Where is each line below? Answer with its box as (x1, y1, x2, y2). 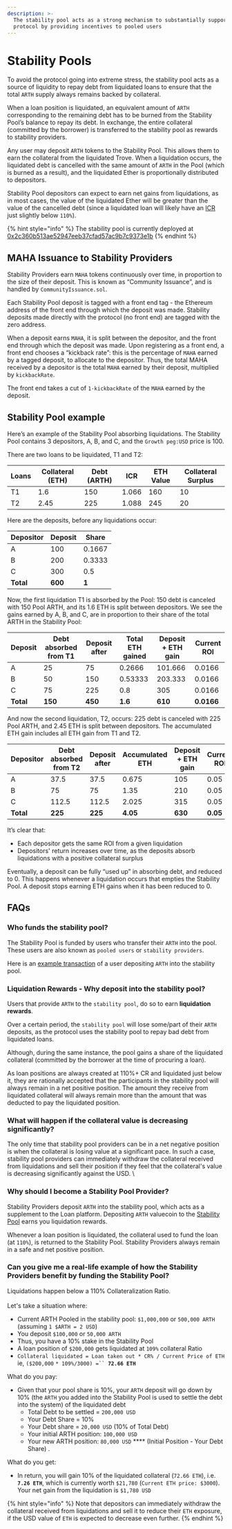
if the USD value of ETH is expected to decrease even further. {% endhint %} (7, 1514, 224, 1522)
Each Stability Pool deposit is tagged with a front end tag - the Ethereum (7, 299, 213, 307)
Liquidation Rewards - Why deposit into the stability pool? (7, 984, 206, 993)
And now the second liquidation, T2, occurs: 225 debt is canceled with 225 (7, 714, 221, 722)
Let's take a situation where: (7, 1301, 88, 1310)
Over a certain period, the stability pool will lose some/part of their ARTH (7, 1020, 217, 1029)
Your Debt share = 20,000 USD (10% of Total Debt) (27, 1422, 169, 1431)
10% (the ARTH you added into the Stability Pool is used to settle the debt (17, 1393, 223, 1401)
